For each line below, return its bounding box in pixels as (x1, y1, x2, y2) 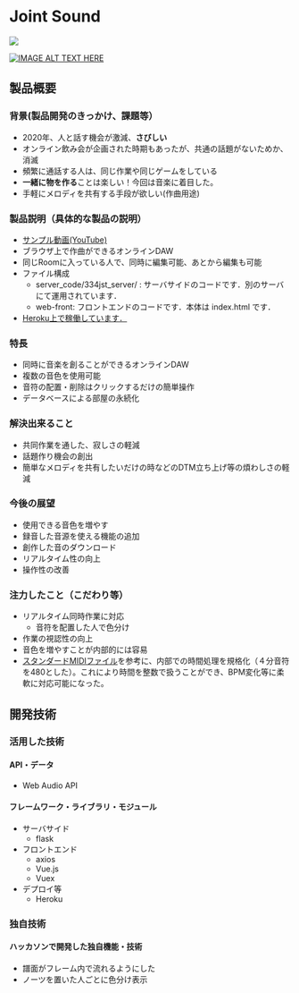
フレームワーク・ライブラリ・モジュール (9, 802, 158, 812)
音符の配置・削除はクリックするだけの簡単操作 (21, 382, 195, 393)
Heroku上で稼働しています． (21, 312, 128, 323)
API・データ (9, 760, 54, 770)
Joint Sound (9, 6, 101, 27)
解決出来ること (9, 418, 74, 430)
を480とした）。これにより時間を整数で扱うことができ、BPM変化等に (21, 666, 277, 677)
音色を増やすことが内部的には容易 (21, 644, 148, 655)
